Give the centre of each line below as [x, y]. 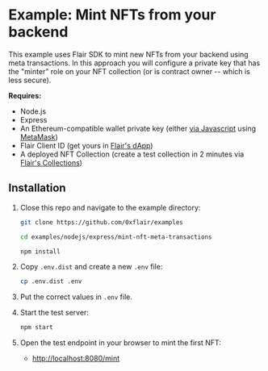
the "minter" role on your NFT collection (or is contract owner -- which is [129, 71]
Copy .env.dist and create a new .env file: [91, 267]
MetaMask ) [39, 137]
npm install [40, 252]
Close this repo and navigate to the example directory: [110, 207]
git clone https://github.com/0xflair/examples [101, 222]
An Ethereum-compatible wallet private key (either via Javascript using [138, 128]
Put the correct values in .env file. [76, 297]
